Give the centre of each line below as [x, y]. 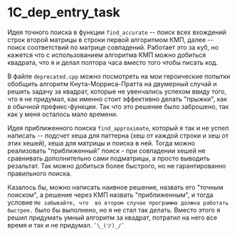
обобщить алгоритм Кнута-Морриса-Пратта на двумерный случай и [112, 83]
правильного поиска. [40, 173]
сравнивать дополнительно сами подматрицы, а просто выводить [109, 158]
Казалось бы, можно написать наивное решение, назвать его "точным [115, 187]
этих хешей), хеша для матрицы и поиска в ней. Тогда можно [101, 143]
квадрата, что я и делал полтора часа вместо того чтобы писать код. [113, 62]
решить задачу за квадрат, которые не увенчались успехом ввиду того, [117, 91]
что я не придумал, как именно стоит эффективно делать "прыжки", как [117, 99]
